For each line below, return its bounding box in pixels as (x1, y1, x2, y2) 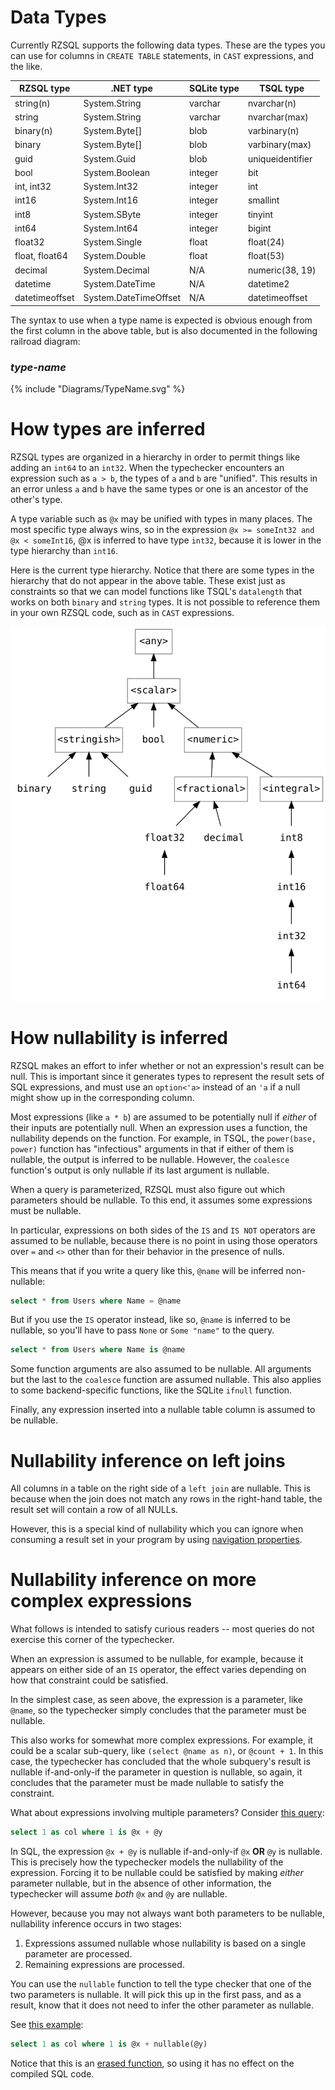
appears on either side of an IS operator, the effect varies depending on (10, 1664, 307, 1676)
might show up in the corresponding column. (10, 1091, 195, 1103)
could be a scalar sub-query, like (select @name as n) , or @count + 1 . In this (10, 1745, 324, 1757)
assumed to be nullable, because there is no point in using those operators (10, 1234, 318, 1246)
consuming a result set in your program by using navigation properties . (10, 1534, 303, 1546)
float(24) (247, 236, 285, 248)
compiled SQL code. (10, 2067, 95, 2080)
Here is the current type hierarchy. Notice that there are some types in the (10, 564, 315, 576)
